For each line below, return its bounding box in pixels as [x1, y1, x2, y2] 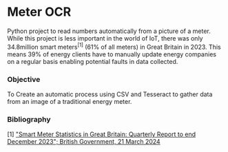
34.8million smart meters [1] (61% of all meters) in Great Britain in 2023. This [7, 41, 222, 51]
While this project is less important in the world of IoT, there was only [7, 34, 203, 42]
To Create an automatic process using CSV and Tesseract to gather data [7, 90, 213, 98]
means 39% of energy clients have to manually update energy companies [7, 50, 217, 58]
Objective [7, 74, 41, 84]
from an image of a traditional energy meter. [7, 97, 132, 105]
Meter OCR [7, 4, 72, 20]
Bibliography [7, 114, 51, 124]
